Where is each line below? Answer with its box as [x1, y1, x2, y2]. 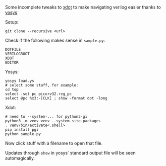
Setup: [5, 19, 19, 25]
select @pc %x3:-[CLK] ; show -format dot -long [5, 96, 108, 101]
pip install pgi [5, 127, 39, 132]
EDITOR [5, 60, 19, 65]
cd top [5, 87, 19, 92]
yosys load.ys [5, 79, 35, 83]
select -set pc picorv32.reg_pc [5, 91, 72, 96]
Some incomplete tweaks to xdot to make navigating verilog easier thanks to [5, 4, 161, 10]
